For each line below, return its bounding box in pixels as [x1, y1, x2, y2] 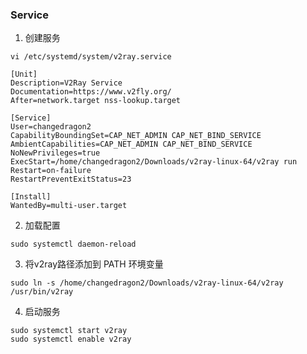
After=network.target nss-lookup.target [10, 96, 182, 106]
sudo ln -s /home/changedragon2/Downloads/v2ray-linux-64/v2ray [10, 278, 284, 288]
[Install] [10, 192, 52, 202]
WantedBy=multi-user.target [10, 201, 128, 211]
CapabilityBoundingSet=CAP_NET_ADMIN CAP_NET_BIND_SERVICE [10, 131, 262, 141]
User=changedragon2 [10, 122, 92, 132]
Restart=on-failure [10, 166, 92, 176]
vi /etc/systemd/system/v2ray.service [10, 52, 172, 62]
